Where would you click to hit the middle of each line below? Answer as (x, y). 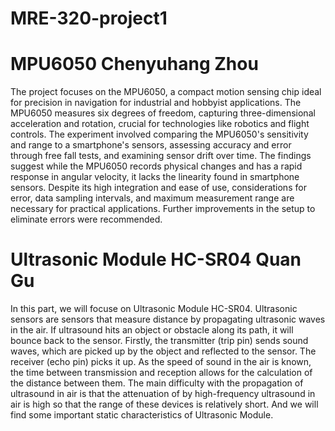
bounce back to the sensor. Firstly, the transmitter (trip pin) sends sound (159, 341)
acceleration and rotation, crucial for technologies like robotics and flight (160, 124)
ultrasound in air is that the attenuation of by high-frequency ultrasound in (163, 394)
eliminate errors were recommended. (86, 219)
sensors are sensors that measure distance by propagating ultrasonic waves (168, 319)
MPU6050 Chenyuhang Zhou (134, 64)
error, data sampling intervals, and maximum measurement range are (152, 198)
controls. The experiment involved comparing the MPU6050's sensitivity (159, 134)
